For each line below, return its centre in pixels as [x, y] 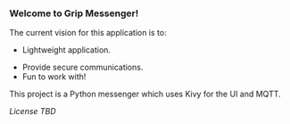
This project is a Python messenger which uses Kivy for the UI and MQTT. [145, 94]
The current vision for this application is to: [88, 33]
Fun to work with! [54, 77]
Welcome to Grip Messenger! [74, 13]
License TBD [33, 112]
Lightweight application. [66, 50]
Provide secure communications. [83, 67]
